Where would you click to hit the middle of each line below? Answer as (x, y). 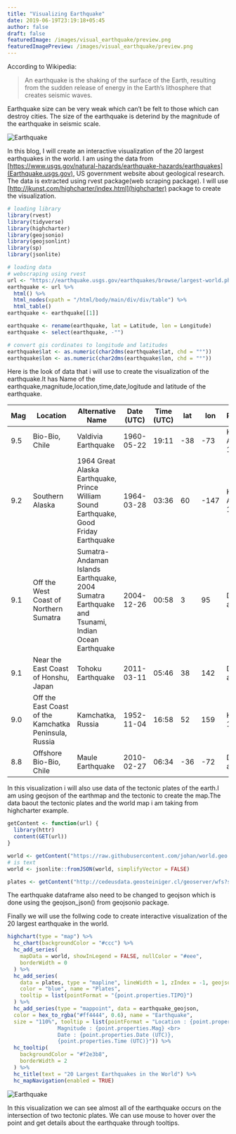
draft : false (26, 33)
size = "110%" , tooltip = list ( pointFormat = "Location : (100, 1021)
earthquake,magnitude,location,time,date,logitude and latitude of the (106, 386)
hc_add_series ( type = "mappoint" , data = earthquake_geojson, (106, 1009)
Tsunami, (92, 622)
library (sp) (25, 248)
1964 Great (96, 461)
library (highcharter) (39, 228)
